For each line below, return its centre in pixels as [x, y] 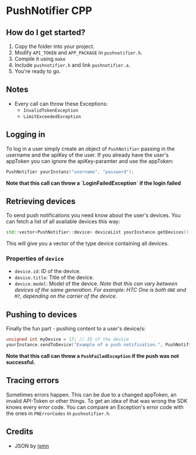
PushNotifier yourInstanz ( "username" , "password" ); [70, 172]
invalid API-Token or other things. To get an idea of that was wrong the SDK [97, 401]
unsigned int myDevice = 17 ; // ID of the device [68, 339]
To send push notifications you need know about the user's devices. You [93, 215]
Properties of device [35, 258]
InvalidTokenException [51, 110]
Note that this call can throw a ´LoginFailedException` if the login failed [94, 183]
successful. [21, 362]
